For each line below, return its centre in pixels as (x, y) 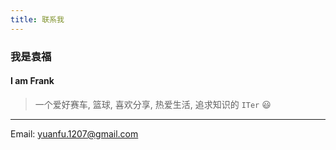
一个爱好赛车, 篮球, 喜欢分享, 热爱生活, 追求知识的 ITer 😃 (153, 104)
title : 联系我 (37, 19)
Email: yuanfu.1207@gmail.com (74, 133)
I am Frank (32, 81)
